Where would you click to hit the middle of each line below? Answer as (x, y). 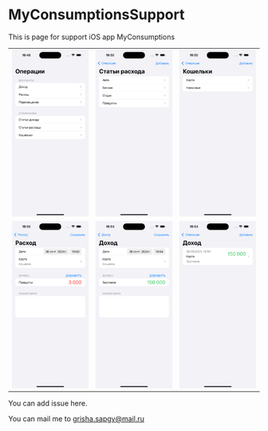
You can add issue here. (48, 403)
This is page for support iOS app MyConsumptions (92, 37)
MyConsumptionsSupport (97, 15)
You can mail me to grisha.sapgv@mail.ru (77, 419)
